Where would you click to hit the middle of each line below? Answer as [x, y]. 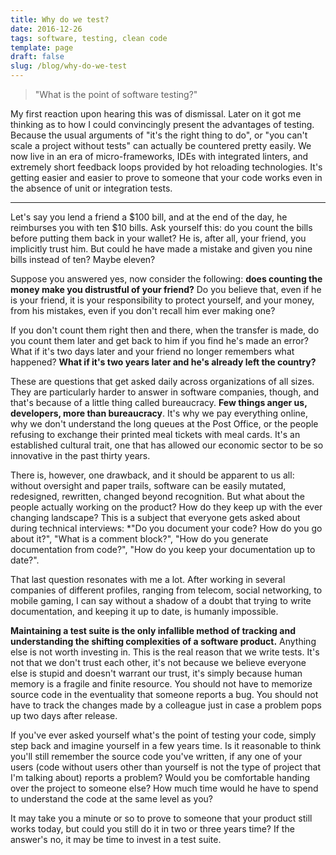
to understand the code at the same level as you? [111, 799]
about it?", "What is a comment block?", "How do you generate [139, 539]
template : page [42, 47]
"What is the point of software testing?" [116, 94]
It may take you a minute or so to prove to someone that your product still [161, 818]
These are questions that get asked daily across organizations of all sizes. [162, 381]
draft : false [37, 57]
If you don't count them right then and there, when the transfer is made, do [165, 330]
